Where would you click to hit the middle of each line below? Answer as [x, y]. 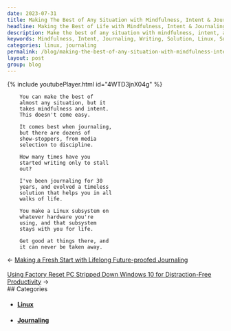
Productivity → [28, 282]
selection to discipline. [57, 145]
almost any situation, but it [63, 103]
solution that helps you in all [66, 193]
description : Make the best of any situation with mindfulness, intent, [113, 33]
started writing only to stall [64, 163]
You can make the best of [57, 97]
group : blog [24, 65]
